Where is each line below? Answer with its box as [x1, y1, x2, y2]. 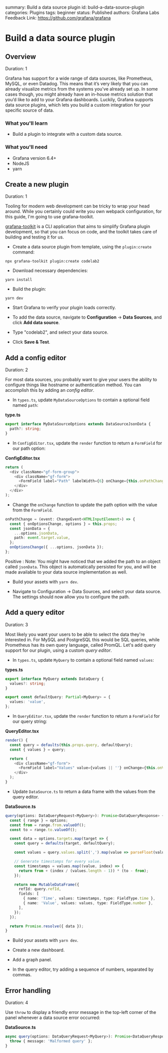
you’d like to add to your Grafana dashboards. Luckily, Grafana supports [5, 97, 153, 102]
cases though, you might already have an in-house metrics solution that [5, 91, 153, 97]
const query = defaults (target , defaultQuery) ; [14, 841, 115, 846]
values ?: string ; [9, 681, 46, 686]
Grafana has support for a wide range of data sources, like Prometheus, [5, 75, 153, 81]
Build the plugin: [12, 286, 46, 292]
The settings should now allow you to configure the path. [12, 594, 130, 600]
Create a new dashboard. [12, 947, 65, 953]
